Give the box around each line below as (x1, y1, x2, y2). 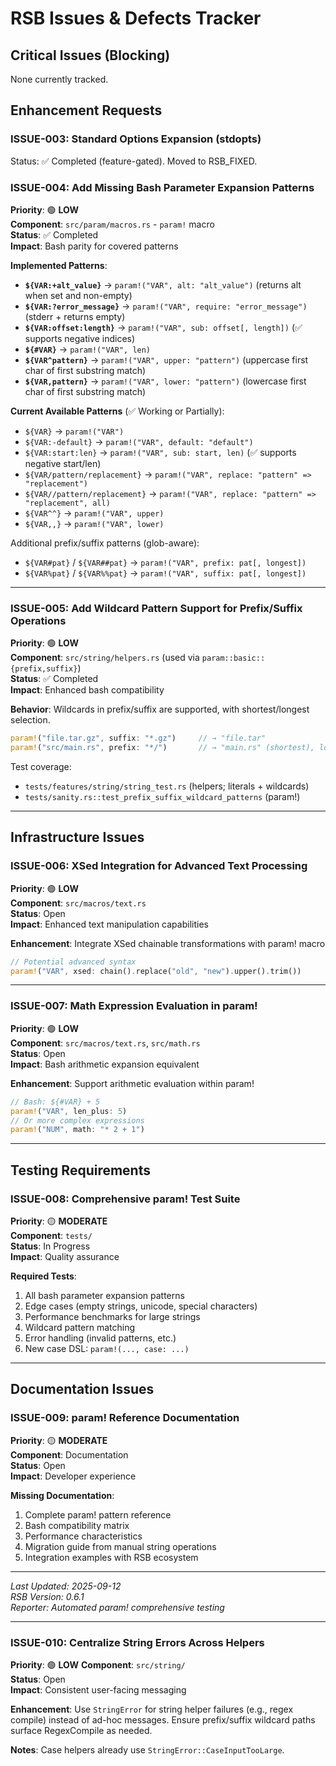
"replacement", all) (24, 498, 111, 508)
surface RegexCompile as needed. (10, 1724, 153, 1736)
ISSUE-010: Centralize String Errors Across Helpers (10, 1635, 265, 1649)
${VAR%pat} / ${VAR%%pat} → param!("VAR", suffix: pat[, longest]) (24, 567, 307, 579)
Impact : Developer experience (10, 1470, 137, 1482)
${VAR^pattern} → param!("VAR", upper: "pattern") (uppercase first (24, 353, 309, 366)
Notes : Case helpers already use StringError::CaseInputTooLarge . (10, 1743, 285, 1756)
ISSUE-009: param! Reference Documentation (10, 1411, 240, 1425)
